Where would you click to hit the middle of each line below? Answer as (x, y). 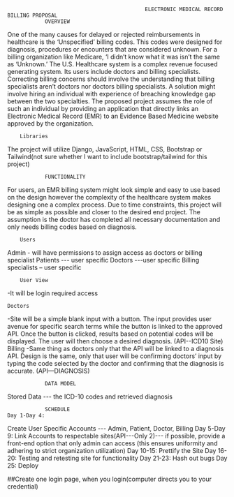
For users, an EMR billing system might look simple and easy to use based (114, 190)
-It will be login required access (53, 293)
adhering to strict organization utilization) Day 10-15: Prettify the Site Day (112, 451)
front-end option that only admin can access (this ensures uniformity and (112, 443)
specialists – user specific (44, 267)
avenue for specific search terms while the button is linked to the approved (115, 326)
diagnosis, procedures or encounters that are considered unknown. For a (112, 49)
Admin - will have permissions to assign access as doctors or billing (105, 253)
